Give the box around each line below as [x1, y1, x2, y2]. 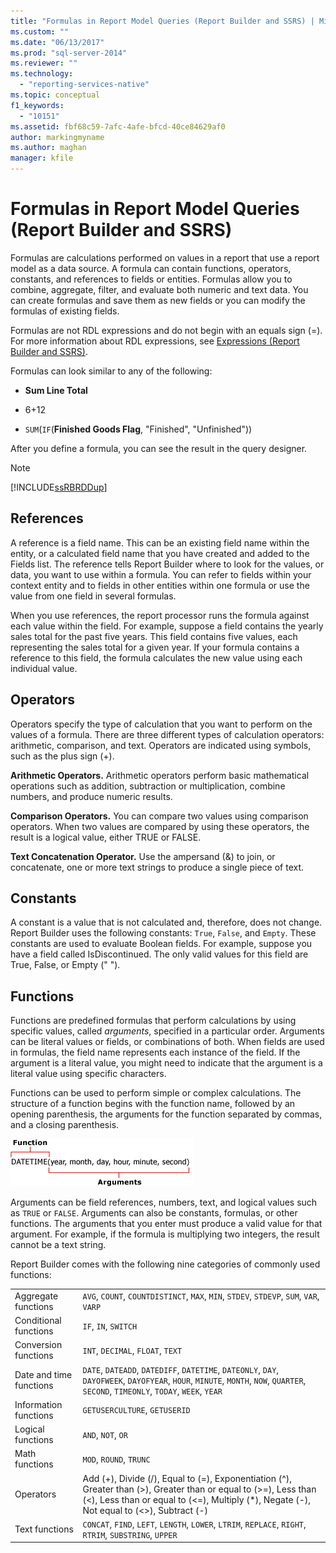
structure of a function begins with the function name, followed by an [10, 1098, 296, 1110]
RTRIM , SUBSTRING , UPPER [82, 1528, 178, 1540]
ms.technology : [10, 69, 74, 79]
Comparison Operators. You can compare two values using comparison [10, 810, 309, 822]
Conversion [14, 1339, 63, 1351]
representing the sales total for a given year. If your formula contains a [10, 641, 300, 653]
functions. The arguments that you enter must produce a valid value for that [10, 1218, 323, 1230]
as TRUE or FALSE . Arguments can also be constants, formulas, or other [10, 1207, 298, 1219]
